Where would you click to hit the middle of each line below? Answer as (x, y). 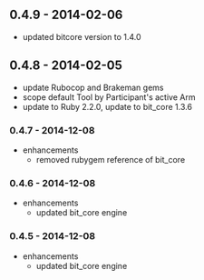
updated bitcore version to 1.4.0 (82, 36)
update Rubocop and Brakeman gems (93, 87)
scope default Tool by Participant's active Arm (109, 97)
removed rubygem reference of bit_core (111, 159)
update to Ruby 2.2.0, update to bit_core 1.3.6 (107, 106)
